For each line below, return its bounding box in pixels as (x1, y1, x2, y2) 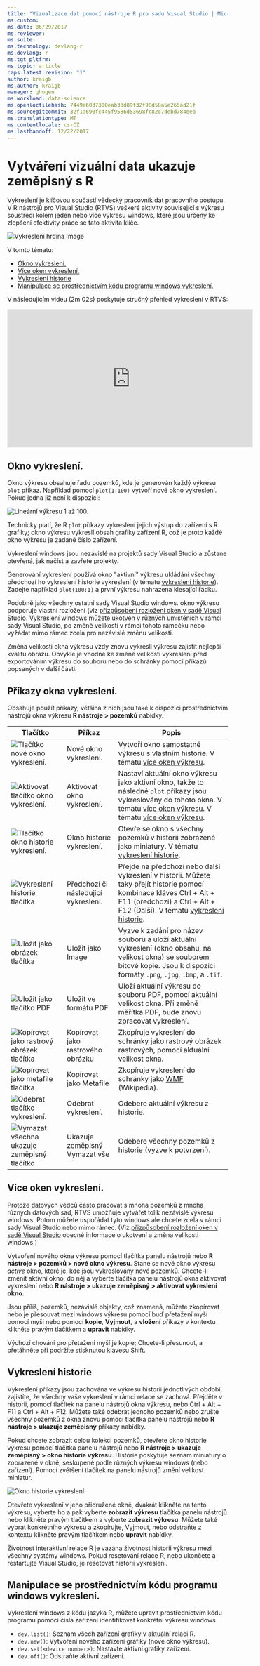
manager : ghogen (7, 88, 55, 95)
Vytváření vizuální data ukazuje (7, 158, 196, 174)
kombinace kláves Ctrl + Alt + (118, 887, 215, 897)
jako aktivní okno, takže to (118, 777, 204, 787)
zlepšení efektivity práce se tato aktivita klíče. (7, 218, 139, 227)
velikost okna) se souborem (118, 952, 210, 962)
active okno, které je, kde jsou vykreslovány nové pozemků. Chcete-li (7, 1267, 208, 1275)
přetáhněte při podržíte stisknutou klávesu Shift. (7, 1346, 146, 1354)
